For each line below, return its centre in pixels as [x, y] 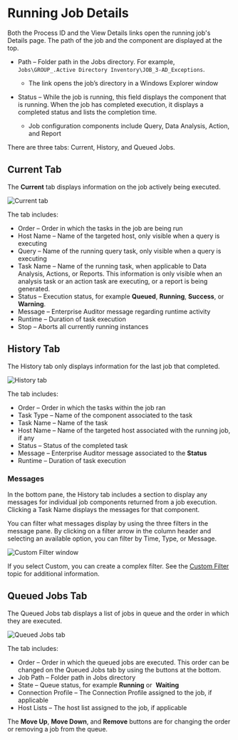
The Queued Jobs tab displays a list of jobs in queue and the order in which [118, 613]
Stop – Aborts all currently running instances [83, 326]
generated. [34, 288]
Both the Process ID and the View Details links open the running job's [109, 33]
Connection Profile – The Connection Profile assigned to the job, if [115, 692]
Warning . [32, 303]
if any [26, 438]
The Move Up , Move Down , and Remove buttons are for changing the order [119, 721]
